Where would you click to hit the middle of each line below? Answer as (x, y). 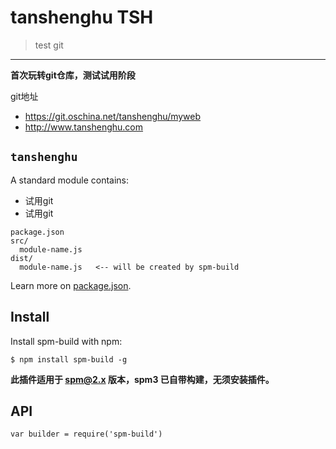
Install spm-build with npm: (66, 341)
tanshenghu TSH (82, 17)
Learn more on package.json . (71, 285)
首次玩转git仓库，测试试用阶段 (73, 75)
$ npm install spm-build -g (69, 359)
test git (49, 45)
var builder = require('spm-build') (86, 434)
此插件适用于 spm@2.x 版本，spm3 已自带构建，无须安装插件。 (142, 379)
